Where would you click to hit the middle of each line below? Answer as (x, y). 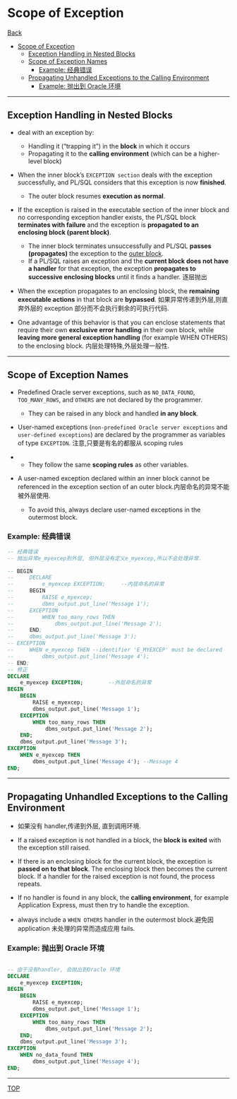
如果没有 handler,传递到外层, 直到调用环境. (79, 825)
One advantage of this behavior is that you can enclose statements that (121, 322)
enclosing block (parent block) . (64, 232)
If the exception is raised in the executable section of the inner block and (123, 209)
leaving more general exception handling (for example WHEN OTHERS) (123, 337)
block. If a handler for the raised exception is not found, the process (116, 876)
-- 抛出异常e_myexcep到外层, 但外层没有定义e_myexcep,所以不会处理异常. (105, 558)
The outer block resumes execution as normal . (97, 196)
